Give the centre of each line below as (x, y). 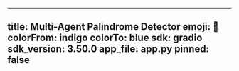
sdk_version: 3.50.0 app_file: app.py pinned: (108, 49)
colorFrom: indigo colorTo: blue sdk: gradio (105, 38)
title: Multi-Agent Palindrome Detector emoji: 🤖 (113, 27)
